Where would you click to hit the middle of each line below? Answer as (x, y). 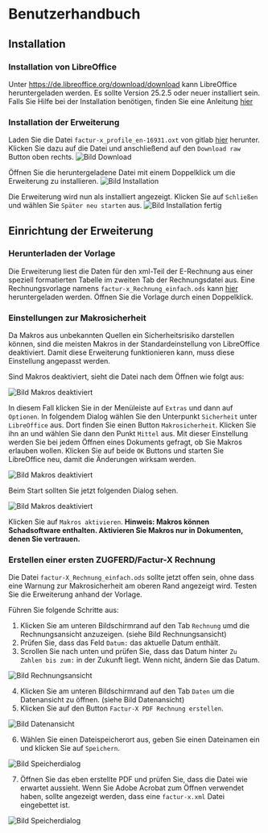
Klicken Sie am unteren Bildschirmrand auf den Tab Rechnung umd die (135, 626)
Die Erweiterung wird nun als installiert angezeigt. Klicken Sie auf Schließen (133, 197)
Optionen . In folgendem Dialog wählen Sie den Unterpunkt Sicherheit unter (133, 417)
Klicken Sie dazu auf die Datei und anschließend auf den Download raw (125, 148)
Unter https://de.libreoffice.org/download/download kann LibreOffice (123, 84)
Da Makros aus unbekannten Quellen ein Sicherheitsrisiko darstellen (122, 335)
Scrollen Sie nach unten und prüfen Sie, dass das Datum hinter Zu (128, 652)
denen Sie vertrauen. (44, 539)
